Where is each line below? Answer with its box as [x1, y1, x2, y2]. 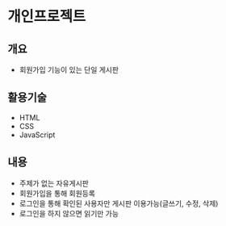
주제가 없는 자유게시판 [19, 178, 90, 188]
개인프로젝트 [7, 7, 86, 26]
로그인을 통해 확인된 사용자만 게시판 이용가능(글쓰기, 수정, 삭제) [19, 199, 219, 208]
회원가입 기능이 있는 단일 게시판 [19, 65, 119, 74]
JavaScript [19, 130, 56, 140]
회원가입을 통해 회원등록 [19, 188, 96, 198]
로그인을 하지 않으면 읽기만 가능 [19, 208, 119, 218]
